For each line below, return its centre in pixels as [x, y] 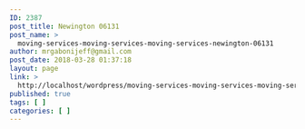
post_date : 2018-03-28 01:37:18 [70, 60]
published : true [40, 94]
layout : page [34, 69]
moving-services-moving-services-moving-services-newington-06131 [146, 43]
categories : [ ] [40, 111]
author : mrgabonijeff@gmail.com [70, 52]
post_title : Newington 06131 [64, 26]
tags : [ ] [28, 102]
